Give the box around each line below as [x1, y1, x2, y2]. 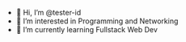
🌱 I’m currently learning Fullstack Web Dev [15, 25, 158, 34]
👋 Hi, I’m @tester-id [15, 8, 82, 17]
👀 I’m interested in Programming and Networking [15, 16, 179, 26]
